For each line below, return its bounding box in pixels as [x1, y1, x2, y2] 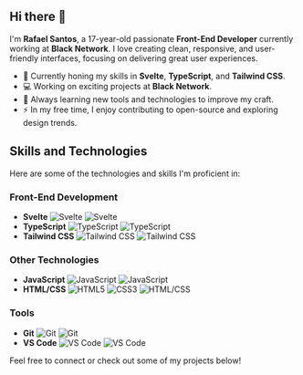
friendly [9, 52, 39, 64]
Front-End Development [9, 191, 119, 203]
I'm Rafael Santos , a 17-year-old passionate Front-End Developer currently [9, 33, 294, 44]
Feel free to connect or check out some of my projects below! [9, 355, 242, 366]
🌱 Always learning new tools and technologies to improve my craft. [22, 93, 274, 105]
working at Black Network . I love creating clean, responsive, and [9, 43, 254, 54]
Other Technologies [9, 253, 99, 266]
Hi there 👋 [9, 9, 67, 25]
